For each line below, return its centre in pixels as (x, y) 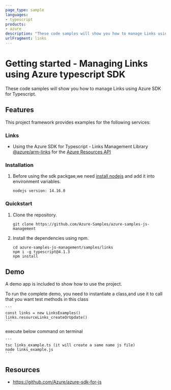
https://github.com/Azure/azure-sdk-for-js (57, 382)
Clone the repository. (35, 215)
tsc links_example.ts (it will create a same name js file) (70, 345)
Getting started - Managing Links (77, 64)
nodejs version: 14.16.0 (39, 191)
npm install (25, 256)
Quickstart (19, 204)
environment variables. (37, 182)
